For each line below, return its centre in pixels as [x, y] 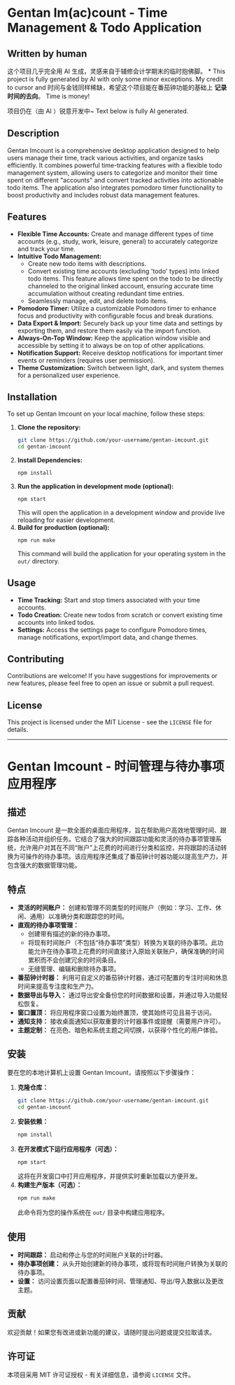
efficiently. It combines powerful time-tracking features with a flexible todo [115, 165]
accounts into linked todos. [56, 622]
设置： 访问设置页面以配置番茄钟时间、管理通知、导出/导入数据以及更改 [120, 1281]
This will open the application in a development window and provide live [121, 512]
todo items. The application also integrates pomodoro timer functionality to [115, 188]
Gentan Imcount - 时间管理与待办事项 [116, 767]
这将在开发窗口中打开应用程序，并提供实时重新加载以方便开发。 [109, 1176]
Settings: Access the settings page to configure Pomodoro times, [112, 630]
